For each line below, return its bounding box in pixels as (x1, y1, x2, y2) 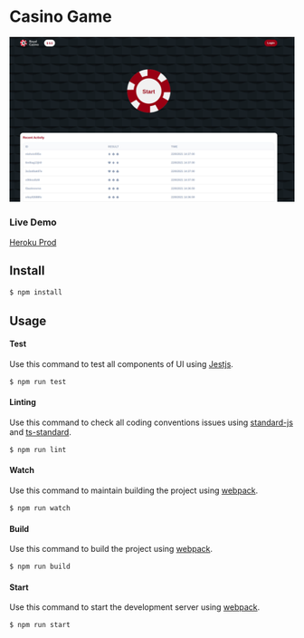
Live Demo (9, 216, 57, 228)
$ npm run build (9, 562, 71, 572)
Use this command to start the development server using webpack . (9, 602, 261, 613)
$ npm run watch (9, 504, 71, 513)
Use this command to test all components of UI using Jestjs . (9, 358, 233, 369)
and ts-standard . (9, 426, 72, 437)
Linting (9, 397, 36, 408)
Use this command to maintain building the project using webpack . (9, 485, 259, 496)
